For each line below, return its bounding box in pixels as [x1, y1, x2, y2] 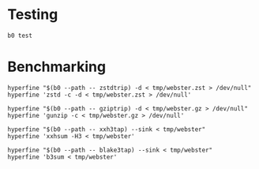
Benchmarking [7, 58, 107, 76]
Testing [7, 6, 58, 24]
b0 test [7, 32, 33, 39]
